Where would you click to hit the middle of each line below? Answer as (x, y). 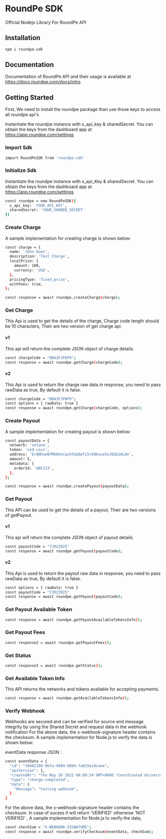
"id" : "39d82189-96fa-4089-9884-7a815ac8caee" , (60, 766)
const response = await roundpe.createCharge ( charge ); (63, 297)
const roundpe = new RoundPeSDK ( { (41, 201)
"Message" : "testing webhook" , (46, 789)
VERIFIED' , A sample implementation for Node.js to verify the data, (73, 818)
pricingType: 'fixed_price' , (40, 279)
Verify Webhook (25, 711)
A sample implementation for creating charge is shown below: (68, 238)
